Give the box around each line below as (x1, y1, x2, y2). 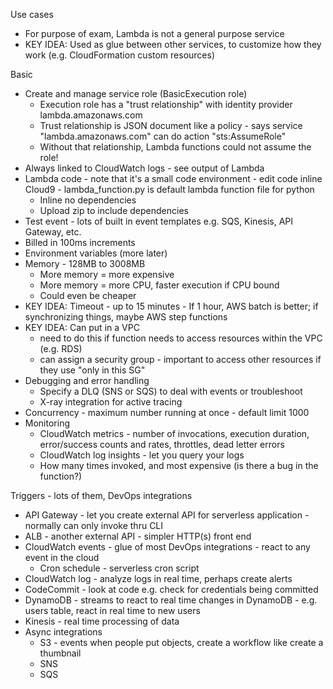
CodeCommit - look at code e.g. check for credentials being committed (24, 584, 319, 595)
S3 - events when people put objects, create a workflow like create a (39, 637, 324, 648)
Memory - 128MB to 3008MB (24, 258, 146, 269)
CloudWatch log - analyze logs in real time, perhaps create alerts (24, 573, 293, 584)
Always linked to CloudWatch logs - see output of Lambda (24, 162, 265, 174)
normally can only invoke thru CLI (24, 520, 164, 531)
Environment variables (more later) (24, 247, 168, 259)
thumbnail (39, 647, 82, 659)
